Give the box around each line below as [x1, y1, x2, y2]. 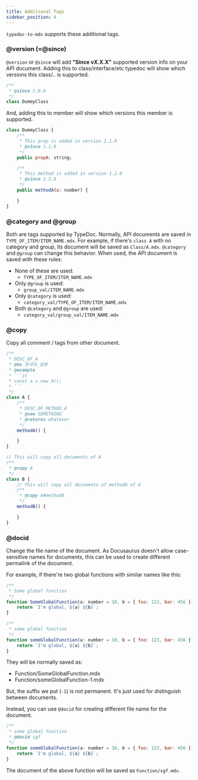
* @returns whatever [19, 417, 70, 422]
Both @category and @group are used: [14, 304, 104, 312]
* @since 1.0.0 [8, 88, 46, 94]
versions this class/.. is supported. [6, 71, 90, 78]
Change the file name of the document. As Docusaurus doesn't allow [6, 547, 174, 554]
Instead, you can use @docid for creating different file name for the [6, 706, 167, 713]
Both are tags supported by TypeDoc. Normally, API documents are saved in [6, 231, 192, 238]
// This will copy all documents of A [6, 454, 101, 460]
